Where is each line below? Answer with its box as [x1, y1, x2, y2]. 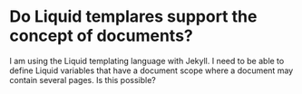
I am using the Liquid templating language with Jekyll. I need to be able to [9, 55, 285, 66]
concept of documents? [9, 25, 193, 46]
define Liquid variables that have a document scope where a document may [9, 65, 294, 76]
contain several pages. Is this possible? [9, 74, 157, 85]
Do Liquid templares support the [9, 6, 258, 27]
